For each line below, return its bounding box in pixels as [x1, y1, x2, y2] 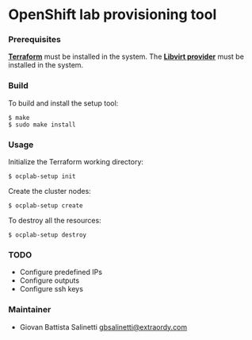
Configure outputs [19, 276, 80, 285]
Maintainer [8, 304, 52, 315]
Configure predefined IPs [19, 268, 103, 277]
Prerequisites [8, 34, 61, 45]
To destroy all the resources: [8, 216, 101, 226]
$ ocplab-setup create [8, 202, 83, 210]
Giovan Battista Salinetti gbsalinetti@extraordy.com [19, 322, 188, 331]
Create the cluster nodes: [8, 187, 91, 196]
